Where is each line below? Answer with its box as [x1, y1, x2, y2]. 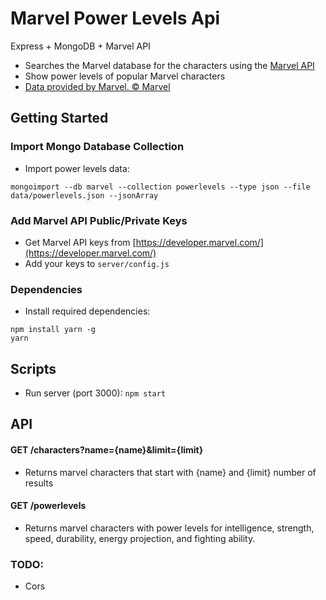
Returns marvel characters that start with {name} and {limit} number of [24, 466, 317, 478]
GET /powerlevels [10, 500, 87, 512]
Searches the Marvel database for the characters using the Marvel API [24, 59, 315, 71]
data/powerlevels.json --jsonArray [10, 190, 159, 201]
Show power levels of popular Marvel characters [24, 70, 226, 82]
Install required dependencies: [24, 305, 151, 317]
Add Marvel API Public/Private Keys [10, 213, 188, 227]
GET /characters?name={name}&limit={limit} [10, 444, 204, 456]
